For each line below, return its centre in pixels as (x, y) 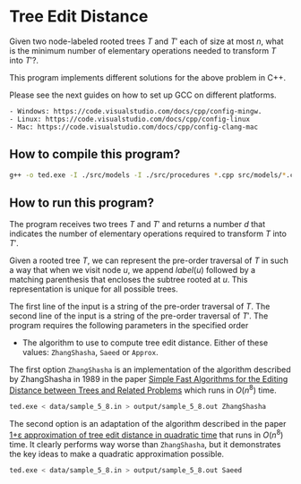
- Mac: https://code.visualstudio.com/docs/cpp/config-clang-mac (133, 127)
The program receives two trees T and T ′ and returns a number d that (138, 225)
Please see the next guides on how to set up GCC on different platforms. (143, 95)
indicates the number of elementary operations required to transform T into (148, 234)
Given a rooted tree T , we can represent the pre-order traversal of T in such (149, 260)
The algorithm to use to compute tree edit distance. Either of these (145, 343)
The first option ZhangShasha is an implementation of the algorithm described (150, 369)
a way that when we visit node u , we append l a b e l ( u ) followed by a (133, 270)
